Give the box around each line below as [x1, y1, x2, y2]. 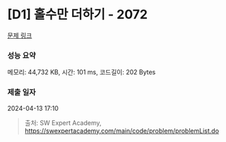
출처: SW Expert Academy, [24, 118, 102, 127]
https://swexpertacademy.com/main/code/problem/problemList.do [24, 126, 220, 135]
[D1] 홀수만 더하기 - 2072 [7, 6, 148, 23]
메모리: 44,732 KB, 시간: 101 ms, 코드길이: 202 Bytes [7, 68, 156, 76]
